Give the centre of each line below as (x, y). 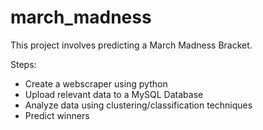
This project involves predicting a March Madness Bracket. (131, 45)
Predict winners (57, 115)
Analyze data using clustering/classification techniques (138, 105)
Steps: (23, 64)
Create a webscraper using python (96, 83)
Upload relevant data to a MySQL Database (114, 94)
